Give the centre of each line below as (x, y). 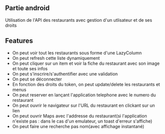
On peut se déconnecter (37, 79)
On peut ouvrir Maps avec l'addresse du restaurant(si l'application (80, 116)
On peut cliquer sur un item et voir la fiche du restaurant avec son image (86, 63)
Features (19, 41)
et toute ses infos (30, 68)
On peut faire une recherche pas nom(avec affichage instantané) (78, 126)
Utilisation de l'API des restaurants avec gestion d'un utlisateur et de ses (79, 20)
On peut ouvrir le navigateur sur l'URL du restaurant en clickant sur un (83, 105)
